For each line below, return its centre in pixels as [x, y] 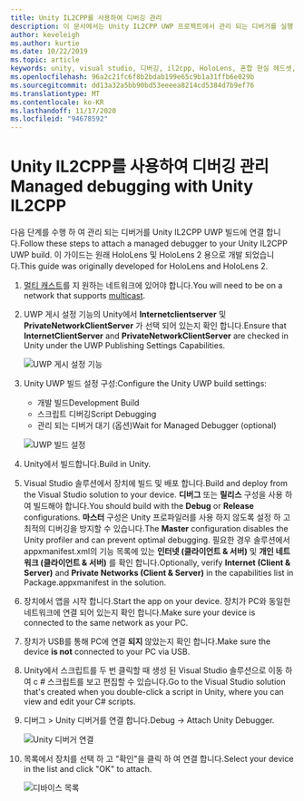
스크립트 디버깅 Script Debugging [97, 415]
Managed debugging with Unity [132, 186]
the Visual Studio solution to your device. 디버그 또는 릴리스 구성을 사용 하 [158, 494]
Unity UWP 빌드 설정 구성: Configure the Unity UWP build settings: [145, 384]
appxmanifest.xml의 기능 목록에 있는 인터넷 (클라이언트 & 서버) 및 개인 [149, 552]
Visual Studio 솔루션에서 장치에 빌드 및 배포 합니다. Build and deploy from [156, 484]
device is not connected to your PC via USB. [107, 652]
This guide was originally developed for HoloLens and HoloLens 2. [144, 266]
